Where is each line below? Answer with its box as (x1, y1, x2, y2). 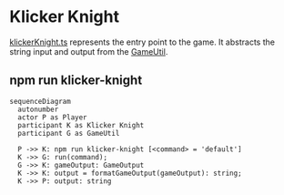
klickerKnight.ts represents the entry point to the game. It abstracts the (9, 36, 276, 47)
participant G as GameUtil (17, 128, 120, 138)
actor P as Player (17, 112, 88, 122)
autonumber (17, 105, 59, 114)
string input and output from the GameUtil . (9, 46, 168, 56)
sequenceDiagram (9, 97, 71, 106)
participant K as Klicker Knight (17, 120, 145, 129)
